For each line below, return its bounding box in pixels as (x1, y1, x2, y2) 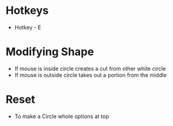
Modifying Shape (5, 45, 95, 59)
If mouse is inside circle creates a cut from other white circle (14, 65, 166, 72)
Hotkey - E (14, 24, 42, 31)
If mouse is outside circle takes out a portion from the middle (14, 71, 167, 79)
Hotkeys (5, 4, 49, 18)
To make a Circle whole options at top (14, 113, 109, 120)
